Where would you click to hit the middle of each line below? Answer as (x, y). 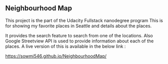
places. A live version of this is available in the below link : (66, 46)
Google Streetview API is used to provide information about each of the (79, 41)
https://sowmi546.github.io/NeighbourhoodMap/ (56, 56)
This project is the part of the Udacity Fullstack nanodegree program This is (84, 20)
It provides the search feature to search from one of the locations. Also (79, 35)
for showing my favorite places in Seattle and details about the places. (78, 26)
